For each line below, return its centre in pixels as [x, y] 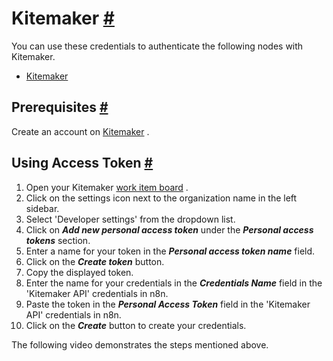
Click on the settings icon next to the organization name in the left [161, 198]
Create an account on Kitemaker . [80, 131]
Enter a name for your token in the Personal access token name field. [170, 251]
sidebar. [42, 208]
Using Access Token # [82, 163]
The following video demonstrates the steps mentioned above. [140, 344]
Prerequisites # [60, 107]
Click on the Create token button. [95, 261]
